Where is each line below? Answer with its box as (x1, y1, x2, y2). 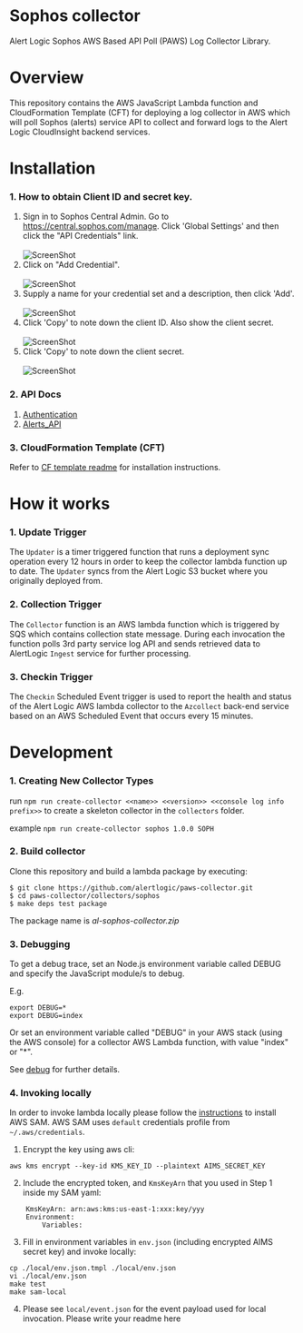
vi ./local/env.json (9, 1272, 88, 1281)
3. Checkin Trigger (9, 670, 93, 683)
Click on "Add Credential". (22, 260, 121, 271)
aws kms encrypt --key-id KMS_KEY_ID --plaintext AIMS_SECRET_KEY (9, 1161, 266, 1171)
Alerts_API (22, 419, 62, 430)
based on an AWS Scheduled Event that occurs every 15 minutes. (9, 710, 254, 722)
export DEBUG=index (9, 1012, 83, 1021)
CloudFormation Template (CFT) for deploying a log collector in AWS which (9, 106, 290, 118)
